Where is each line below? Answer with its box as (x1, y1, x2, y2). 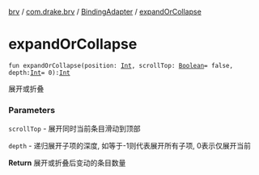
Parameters (8, 104, 55, 115)
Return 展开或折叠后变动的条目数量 (8, 158, 126, 168)
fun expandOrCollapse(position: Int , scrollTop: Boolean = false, (8, 61, 233, 69)
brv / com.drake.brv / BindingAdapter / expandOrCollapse (8, 7, 202, 16)
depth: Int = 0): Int (8, 69, 70, 77)
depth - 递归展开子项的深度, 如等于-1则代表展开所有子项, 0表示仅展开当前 (8, 141, 252, 151)
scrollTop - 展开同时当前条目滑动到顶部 (8, 124, 141, 134)
